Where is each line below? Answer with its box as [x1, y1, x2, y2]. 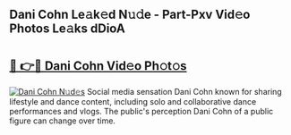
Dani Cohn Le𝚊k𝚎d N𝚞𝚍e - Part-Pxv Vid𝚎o [9, 7, 251, 22]
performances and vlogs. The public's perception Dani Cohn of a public [9, 106, 274, 116]
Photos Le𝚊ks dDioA [9, 21, 125, 37]
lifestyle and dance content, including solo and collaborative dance [9, 97, 257, 106]
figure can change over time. [9, 115, 116, 126]
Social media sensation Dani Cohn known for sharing [86, 87, 282, 97]
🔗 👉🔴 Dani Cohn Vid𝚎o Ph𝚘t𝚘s [9, 58, 187, 73]
